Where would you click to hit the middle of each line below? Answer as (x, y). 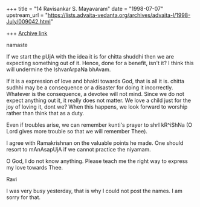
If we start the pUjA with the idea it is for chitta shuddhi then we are (90, 56)
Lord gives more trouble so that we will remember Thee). (77, 131)
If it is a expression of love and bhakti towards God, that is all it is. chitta (95, 81)
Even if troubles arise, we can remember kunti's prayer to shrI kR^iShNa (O (99, 125)
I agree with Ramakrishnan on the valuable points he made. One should (95, 143)
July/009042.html (29, 21)
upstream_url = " (27, 15)
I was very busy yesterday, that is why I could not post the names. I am (94, 191)
